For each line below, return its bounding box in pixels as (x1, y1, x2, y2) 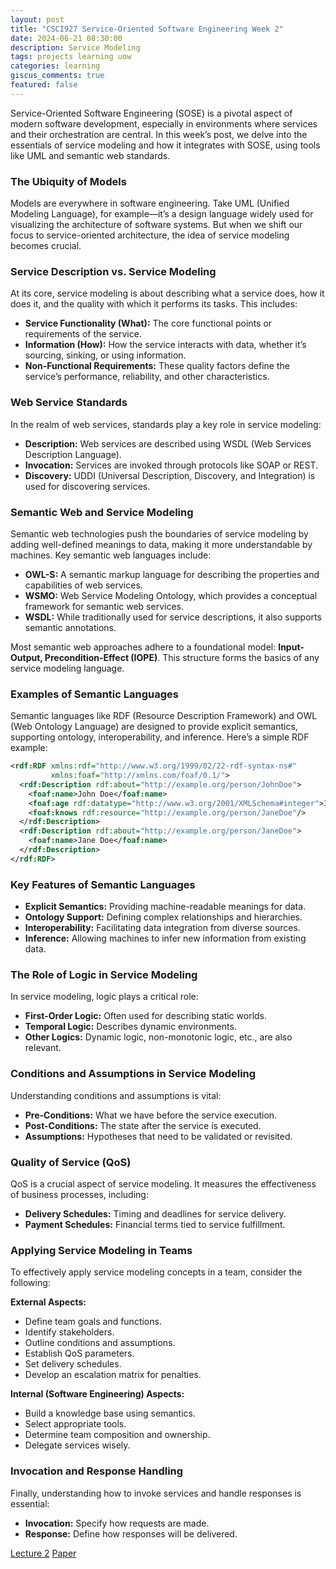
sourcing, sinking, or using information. (24, 349, 187, 361)
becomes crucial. (10, 240, 82, 252)
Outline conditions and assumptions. (24, 1337, 176, 1349)
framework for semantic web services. (24, 600, 184, 612)
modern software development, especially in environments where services (10, 117, 318, 130)
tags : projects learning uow (10, 52, 132, 62)
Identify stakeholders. (24, 1326, 115, 1338)
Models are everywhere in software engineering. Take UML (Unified (10, 197, 290, 210)
